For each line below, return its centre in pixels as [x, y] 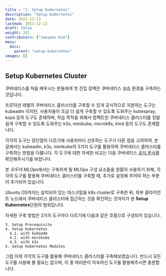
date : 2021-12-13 [23, 19]
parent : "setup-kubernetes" [43, 51]
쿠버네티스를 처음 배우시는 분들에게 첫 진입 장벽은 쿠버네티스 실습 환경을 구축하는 [83, 88]
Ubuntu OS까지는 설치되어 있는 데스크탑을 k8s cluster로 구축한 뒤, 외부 [74, 193]
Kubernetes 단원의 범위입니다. [35, 205]
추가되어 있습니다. [28, 182]
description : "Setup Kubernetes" [40, 14]
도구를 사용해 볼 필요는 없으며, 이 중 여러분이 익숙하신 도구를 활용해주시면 [76, 263]
